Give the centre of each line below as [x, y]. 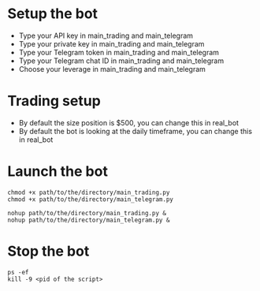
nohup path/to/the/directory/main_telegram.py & [89, 220]
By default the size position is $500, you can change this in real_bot [129, 122]
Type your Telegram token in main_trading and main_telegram [119, 52]
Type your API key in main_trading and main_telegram [106, 35]
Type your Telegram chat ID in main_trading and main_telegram [121, 61]
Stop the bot [48, 251]
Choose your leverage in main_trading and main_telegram [112, 69]
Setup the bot [53, 14]
